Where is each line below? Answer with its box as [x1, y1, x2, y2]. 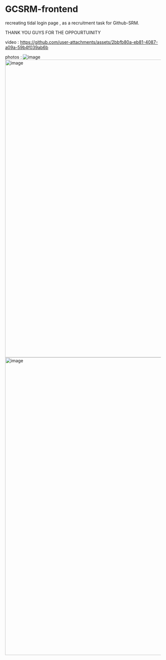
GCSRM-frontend [5, 3, 78, 15]
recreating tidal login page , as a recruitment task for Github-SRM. [5, 20, 139, 26]
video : [5, 39, 19, 45]
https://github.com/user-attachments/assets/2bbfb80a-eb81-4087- [20, 39, 158, 45]
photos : [5, 54, 22, 60]
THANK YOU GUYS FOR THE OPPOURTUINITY [5, 29, 101, 35]
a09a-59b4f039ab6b [5, 44, 48, 50]
